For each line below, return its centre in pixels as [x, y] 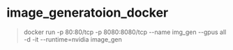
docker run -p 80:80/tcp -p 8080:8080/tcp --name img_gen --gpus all [125, 32]
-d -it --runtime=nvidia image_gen [73, 39]
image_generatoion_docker [88, 13]
